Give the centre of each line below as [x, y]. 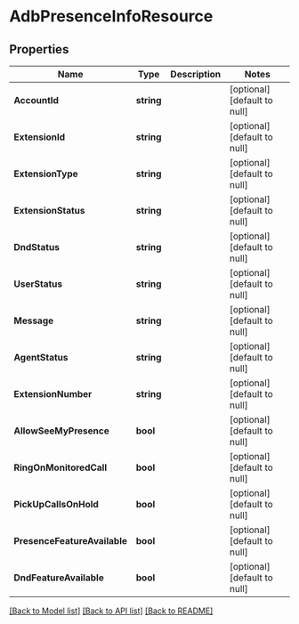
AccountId [36, 100]
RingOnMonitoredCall [61, 467]
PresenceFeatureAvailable [70, 541]
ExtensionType [46, 174]
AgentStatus [41, 357]
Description [196, 74]
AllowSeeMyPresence [61, 431]
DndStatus [37, 247]
